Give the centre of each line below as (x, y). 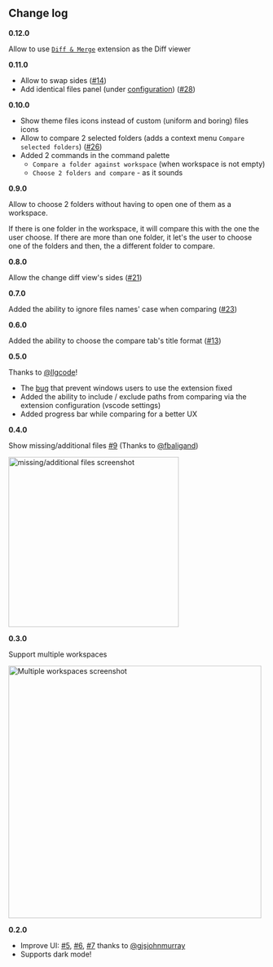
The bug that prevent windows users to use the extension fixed (126, 388)
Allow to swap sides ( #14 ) (64, 80)
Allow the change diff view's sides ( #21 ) (75, 277)
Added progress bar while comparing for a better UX (109, 414)
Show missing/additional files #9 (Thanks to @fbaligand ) (103, 445)
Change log (38, 13)
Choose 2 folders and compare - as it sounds (108, 172)
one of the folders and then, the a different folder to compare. (112, 246)
